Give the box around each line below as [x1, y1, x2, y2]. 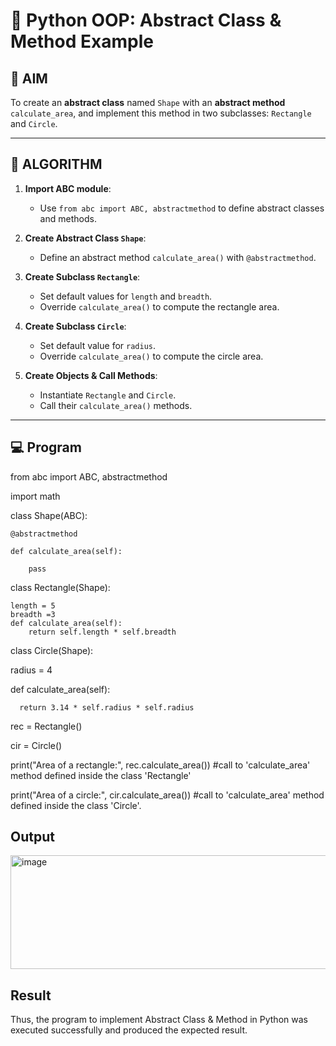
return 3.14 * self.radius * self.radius [19, 702, 195, 713]
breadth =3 [10, 609, 56, 619]
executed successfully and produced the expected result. [10, 1024, 248, 1036]
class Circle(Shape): [10, 644, 94, 656]
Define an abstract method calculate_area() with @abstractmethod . [39, 251, 317, 263]
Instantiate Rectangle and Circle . [39, 389, 177, 401]
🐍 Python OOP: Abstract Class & [10, 9, 282, 32]
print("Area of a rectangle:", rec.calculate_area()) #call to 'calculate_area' [10, 759, 311, 771]
